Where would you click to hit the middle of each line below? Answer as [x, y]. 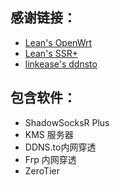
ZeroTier [42, 170]
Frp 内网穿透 [50, 159]
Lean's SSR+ [51, 53]
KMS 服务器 [49, 134]
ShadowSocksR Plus [67, 122]
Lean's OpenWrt [58, 42]
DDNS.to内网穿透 [60, 147]
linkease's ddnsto [61, 64]
